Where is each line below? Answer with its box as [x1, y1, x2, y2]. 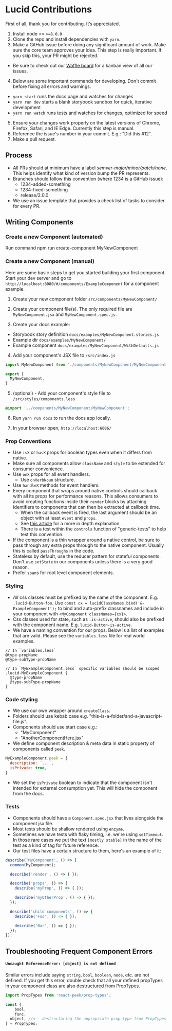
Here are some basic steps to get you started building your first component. [5, 269, 166, 276]
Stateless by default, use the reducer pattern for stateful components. [12, 553, 161, 559]
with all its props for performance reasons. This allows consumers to [12, 493, 158, 500]
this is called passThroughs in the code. [12, 548, 95, 554]
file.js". [12, 719, 28, 724]
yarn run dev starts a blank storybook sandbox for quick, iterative [12, 99, 152, 105]
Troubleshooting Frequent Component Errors [5, 947, 153, 955]
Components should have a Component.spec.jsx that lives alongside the [12, 814, 164, 821]
